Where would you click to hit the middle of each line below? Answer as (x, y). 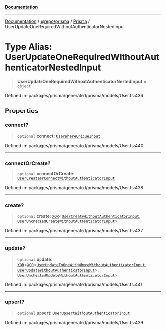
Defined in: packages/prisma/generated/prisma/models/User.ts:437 (74, 231)
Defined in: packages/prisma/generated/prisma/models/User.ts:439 (74, 322)
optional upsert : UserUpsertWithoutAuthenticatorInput (74, 313)
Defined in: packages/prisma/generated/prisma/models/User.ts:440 (74, 145)
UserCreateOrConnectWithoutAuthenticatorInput (66, 178)
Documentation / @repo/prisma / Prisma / (48, 21)
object (24, 86)
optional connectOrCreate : (46, 173)
